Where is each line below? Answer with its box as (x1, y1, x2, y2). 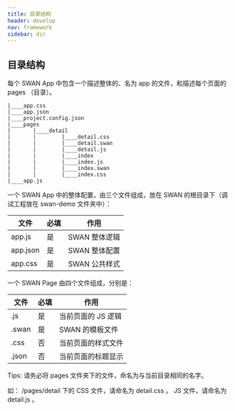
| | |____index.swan (7, 165, 110, 172)
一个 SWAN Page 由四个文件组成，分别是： (7, 279, 134, 287)
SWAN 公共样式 (68, 259, 120, 269)
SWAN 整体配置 (68, 246, 120, 256)
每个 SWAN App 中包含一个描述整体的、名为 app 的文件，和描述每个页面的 (7, 79, 226, 88)
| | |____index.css (7, 171, 107, 179)
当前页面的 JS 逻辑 (59, 312, 122, 322)
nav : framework (7, 24, 53, 31)
